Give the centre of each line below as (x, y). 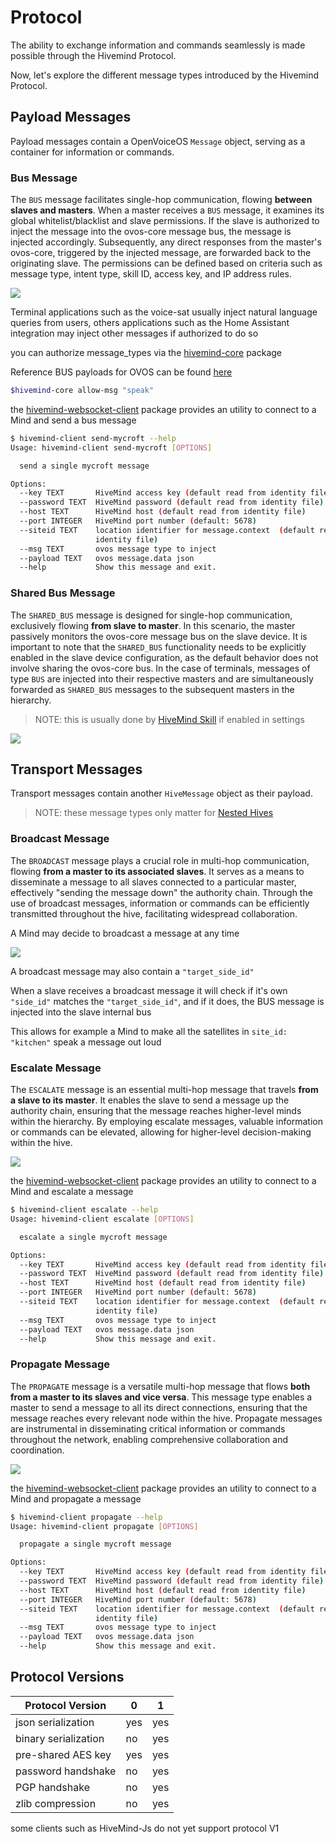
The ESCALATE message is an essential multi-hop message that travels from (164, 1089)
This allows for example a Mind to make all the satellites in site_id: (149, 1031)
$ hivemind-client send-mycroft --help (93, 438)
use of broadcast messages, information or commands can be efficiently (160, 903)
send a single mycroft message (84, 466)
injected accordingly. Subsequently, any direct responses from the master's (166, 242)
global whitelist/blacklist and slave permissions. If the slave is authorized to (165, 221)
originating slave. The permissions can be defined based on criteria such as (166, 263)
